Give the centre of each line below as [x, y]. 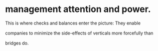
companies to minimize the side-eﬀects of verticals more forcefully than [79, 33]
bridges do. [17, 43]
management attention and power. [78, 9]
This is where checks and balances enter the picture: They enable [73, 23]
